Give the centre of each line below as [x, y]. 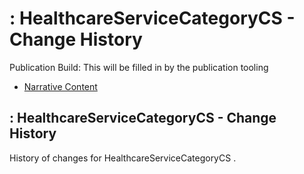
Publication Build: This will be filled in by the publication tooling [139, 67]
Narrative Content [60, 86]
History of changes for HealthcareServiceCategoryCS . [123, 158]
